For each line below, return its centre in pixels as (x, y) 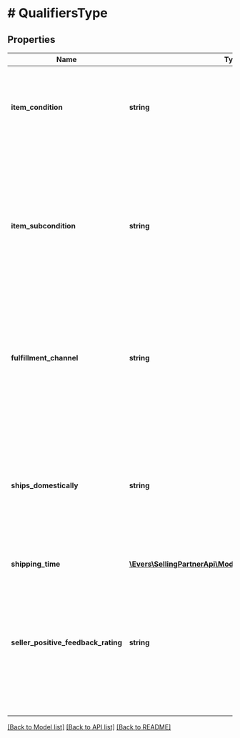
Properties (31, 40)
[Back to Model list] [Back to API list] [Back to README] (89, 727)
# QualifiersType (58, 13)
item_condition (37, 107)
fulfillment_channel (45, 358)
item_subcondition (44, 226)
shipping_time (36, 564)
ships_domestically (45, 485)
